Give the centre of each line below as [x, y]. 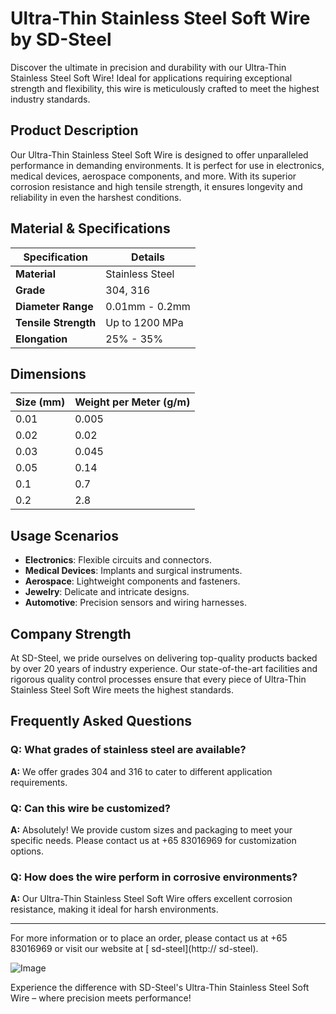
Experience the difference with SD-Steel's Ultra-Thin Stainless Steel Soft [160, 988]
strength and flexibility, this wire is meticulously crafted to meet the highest [165, 88]
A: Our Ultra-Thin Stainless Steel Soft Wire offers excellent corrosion [151, 899]
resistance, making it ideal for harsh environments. [114, 909]
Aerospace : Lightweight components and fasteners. [132, 581]
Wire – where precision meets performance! [101, 998]
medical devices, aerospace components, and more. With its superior [153, 176]
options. [27, 851]
